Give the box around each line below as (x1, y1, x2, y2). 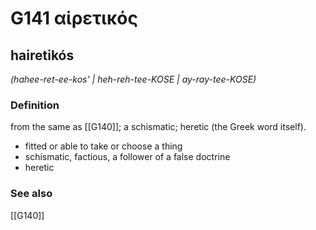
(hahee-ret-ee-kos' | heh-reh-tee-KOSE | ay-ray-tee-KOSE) (10, 73, 257, 85)
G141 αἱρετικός (10, 7, 138, 30)
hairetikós (10, 47, 75, 64)
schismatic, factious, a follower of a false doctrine (24, 151, 231, 163)
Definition (10, 98, 60, 112)
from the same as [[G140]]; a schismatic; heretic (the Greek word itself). (10, 121, 307, 133)
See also (10, 187, 53, 201)
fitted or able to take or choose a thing (24, 140, 183, 152)
